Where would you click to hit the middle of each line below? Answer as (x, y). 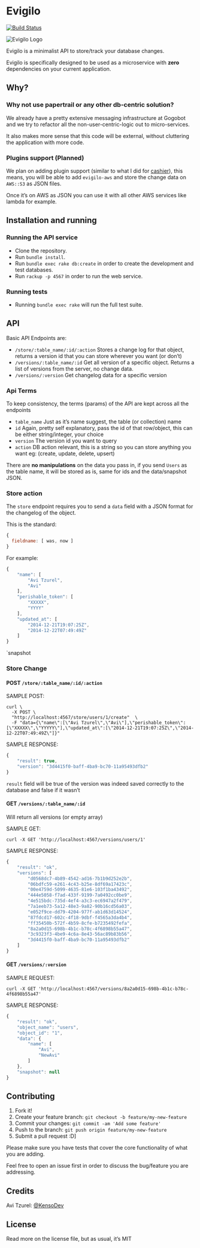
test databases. (34, 270)
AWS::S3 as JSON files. (34, 184)
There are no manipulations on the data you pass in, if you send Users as (97, 465)
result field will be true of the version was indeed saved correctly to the (95, 783)
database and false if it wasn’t (43, 790)
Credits (20, 1191)
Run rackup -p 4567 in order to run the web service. (79, 276)
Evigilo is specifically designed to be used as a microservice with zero (93, 62)
